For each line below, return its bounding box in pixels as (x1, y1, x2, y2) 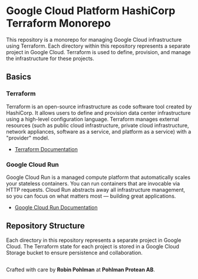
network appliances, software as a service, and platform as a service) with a (6, 128, 192, 135)
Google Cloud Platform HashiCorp (6, 4, 176, 18)
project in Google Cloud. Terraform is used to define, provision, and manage (6, 48, 191, 55)
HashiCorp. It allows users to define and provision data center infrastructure (6, 109, 191, 116)
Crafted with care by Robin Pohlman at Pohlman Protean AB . (6, 266, 155, 273)
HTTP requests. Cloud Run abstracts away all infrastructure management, (6, 186, 186, 193)
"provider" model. (6, 134, 49, 141)
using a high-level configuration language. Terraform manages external (6, 115, 180, 122)
